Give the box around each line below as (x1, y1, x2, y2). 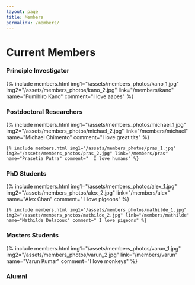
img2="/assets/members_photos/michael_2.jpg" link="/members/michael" (6, 127, 188, 134)
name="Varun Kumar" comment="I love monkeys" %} (6, 257, 138, 265)
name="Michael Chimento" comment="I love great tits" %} (6, 134, 150, 141)
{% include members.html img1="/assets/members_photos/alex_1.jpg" (6, 183, 177, 190)
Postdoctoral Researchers (6, 108, 83, 116)
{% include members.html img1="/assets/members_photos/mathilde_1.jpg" (6, 207, 187, 213)
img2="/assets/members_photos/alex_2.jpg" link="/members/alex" (6, 189, 170, 196)
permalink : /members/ (6, 20, 60, 26)
